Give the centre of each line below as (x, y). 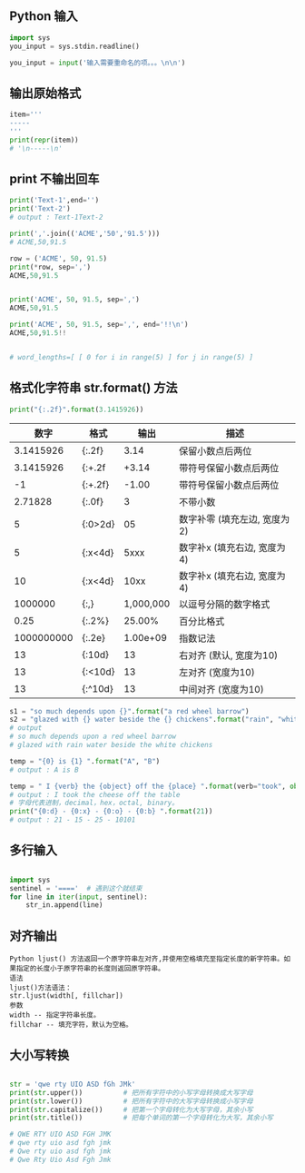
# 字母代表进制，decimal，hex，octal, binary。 (94, 803)
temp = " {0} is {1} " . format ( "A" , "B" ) (85, 761)
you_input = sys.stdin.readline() (75, 46)
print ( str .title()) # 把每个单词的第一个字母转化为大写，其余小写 (142, 1118)
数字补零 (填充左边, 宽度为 (234, 518)
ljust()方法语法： (41, 988)
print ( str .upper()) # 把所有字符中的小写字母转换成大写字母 (131, 1092)
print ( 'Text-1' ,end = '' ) (54, 201)
